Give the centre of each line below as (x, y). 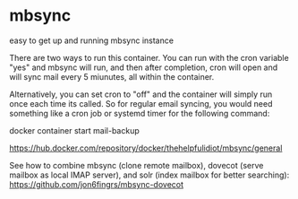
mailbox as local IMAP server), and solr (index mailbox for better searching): (149, 175)
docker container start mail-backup (75, 130)
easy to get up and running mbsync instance (92, 40)
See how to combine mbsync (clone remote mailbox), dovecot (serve (136, 165)
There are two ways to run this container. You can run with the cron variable (149, 57)
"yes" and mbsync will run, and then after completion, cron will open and (144, 67)
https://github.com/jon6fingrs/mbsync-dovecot (97, 184)
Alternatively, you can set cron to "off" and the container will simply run (141, 94)
